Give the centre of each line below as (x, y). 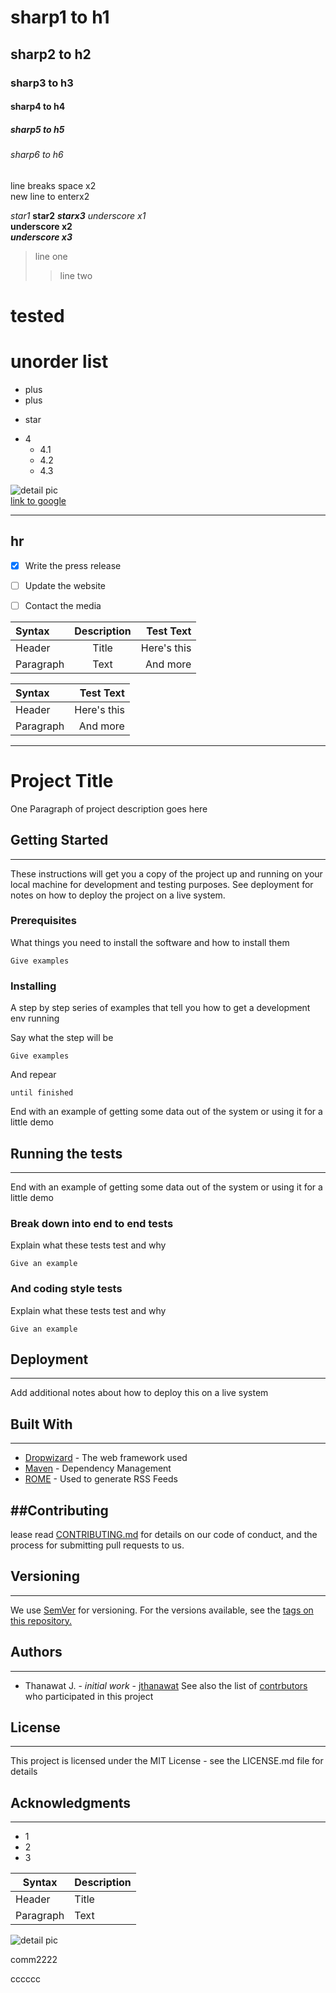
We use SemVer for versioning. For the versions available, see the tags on (162, 1610)
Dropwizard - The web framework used (106, 1458)
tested (37, 315)
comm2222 (34, 1960)
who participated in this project (89, 1696)
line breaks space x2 (53, 185)
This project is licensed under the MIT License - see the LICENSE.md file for (167, 1761)
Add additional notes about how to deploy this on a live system (139, 1393)
